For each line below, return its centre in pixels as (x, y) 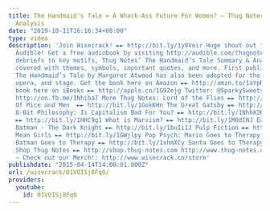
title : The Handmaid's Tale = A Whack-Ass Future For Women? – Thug (125, 16)
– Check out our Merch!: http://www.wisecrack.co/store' (113, 157)
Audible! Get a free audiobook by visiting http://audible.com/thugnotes (141, 53)
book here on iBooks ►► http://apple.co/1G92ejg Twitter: (115, 90)
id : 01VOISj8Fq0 (50, 195)
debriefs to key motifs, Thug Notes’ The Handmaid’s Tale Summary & (133, 61)
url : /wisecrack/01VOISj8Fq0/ (59, 172)
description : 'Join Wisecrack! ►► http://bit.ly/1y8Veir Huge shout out (133, 46)
